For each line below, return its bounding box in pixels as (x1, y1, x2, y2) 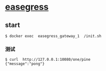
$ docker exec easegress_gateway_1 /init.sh (5, 34, 102, 38)
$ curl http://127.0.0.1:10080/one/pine (5, 57, 91, 62)
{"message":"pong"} (5, 61, 45, 67)
